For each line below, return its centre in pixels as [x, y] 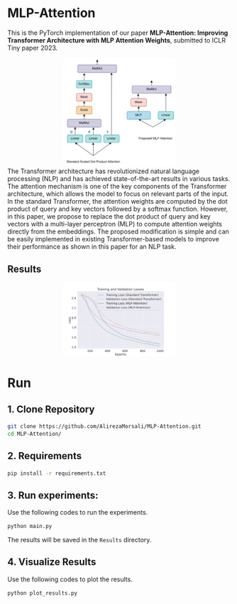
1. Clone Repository [51, 409]
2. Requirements [45, 456]
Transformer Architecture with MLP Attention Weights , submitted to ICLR [117, 40]
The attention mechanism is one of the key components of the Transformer [117, 187]
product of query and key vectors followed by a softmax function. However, [118, 209]
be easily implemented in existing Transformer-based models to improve [114, 239]
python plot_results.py [43, 593]
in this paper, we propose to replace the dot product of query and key [109, 216]
